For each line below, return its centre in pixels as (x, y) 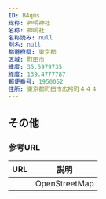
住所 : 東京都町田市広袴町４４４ (53, 89)
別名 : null (25, 45)
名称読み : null (31, 38)
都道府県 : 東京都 (32, 52)
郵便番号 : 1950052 (36, 81)
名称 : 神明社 (26, 30)
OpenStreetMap (64, 184)
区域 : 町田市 (26, 60)
